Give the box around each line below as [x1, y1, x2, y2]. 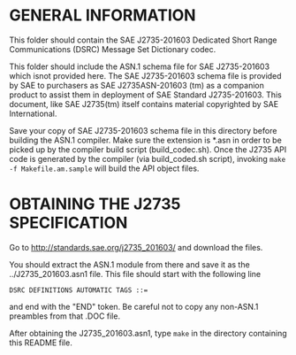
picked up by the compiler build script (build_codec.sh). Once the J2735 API [9, 143, 287, 155]
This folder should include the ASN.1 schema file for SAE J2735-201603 [9, 61, 270, 72]
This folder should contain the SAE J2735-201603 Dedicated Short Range [9, 35, 277, 45]
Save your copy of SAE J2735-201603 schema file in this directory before [9, 125, 277, 135]
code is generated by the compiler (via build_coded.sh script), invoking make [9, 153, 286, 164]
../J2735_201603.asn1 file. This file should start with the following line [9, 268, 262, 279]
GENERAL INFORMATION [9, 5, 196, 26]
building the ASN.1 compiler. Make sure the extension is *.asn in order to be [9, 135, 283, 145]
